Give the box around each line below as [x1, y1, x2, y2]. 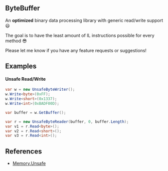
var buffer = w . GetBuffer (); [5, 110, 66, 115]
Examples [5, 62, 37, 71]
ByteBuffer [5, 4, 40, 13]
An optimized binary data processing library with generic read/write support [5, 17, 163, 23]
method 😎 [5, 38, 27, 44]
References [5, 147, 42, 155]
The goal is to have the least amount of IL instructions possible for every [5, 32, 154, 38]
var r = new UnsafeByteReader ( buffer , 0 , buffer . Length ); [5, 119, 129, 124]
